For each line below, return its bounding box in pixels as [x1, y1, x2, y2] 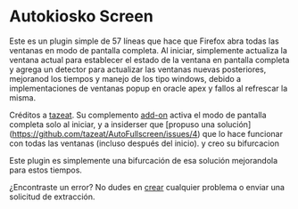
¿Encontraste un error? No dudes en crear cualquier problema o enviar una [9, 181, 286, 192]
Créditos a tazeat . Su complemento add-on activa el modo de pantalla [9, 109, 267, 120]
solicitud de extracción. [9, 191, 95, 202]
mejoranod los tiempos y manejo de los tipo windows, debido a [9, 73, 242, 84]
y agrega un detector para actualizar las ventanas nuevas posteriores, [9, 64, 267, 75]
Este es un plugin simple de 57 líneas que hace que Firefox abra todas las [9, 36, 279, 46]
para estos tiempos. [9, 165, 83, 175]
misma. [9, 92, 37, 103]
